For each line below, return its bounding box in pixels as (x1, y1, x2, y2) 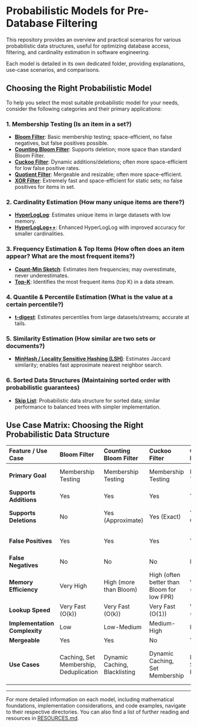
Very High (59, 582, 87, 590)
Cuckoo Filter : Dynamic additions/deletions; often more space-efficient (14, 158, 188, 165)
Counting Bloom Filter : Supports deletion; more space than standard (14, 146, 182, 153)
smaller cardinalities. (14, 230, 64, 237)
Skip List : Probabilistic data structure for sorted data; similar (14, 397, 160, 404)
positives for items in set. (14, 184, 76, 191)
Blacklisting (103, 668, 136, 676)
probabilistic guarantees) (6, 384, 80, 392)
